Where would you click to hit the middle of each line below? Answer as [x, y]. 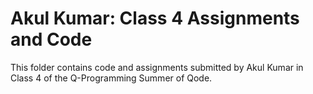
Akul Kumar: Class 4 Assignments [155, 18]
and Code [51, 39]
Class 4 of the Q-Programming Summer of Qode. [111, 78]
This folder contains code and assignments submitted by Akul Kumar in [157, 67]
